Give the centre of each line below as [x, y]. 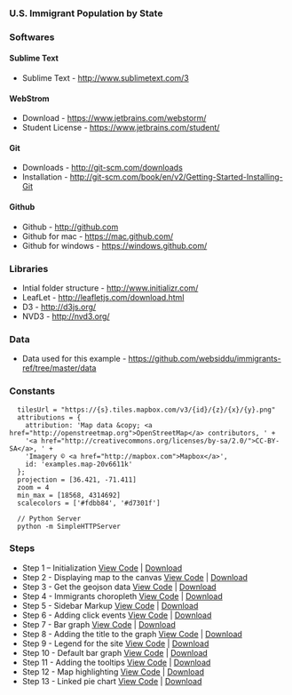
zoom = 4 [33, 487]
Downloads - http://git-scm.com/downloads [103, 168]
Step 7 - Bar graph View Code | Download [99, 624]
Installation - [45, 177]
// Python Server [49, 518]
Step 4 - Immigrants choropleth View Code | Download [122, 596]
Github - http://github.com [70, 227]
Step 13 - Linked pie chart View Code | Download [112, 681]
